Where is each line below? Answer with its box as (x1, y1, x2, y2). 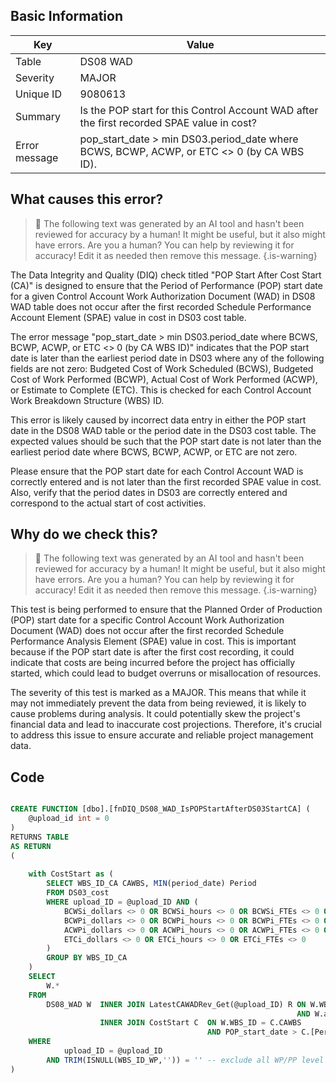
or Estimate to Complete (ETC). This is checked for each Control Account (10, 384, 312, 396)
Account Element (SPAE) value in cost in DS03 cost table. (10, 311, 247, 323)
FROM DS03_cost (46, 888, 110, 898)
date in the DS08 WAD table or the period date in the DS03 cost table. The (10, 424, 317, 436)
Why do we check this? (10, 526, 158, 543)
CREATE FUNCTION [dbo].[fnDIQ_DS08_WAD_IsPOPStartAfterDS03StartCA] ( (10, 804, 311, 814)
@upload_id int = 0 (28, 814, 110, 824)
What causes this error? (10, 191, 164, 208)
